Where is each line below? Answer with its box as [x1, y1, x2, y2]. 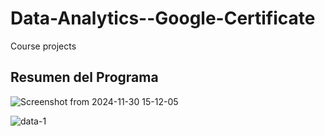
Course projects [10, 40, 77, 52]
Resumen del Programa [10, 69, 159, 86]
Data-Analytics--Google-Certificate [10, 7, 316, 30]
